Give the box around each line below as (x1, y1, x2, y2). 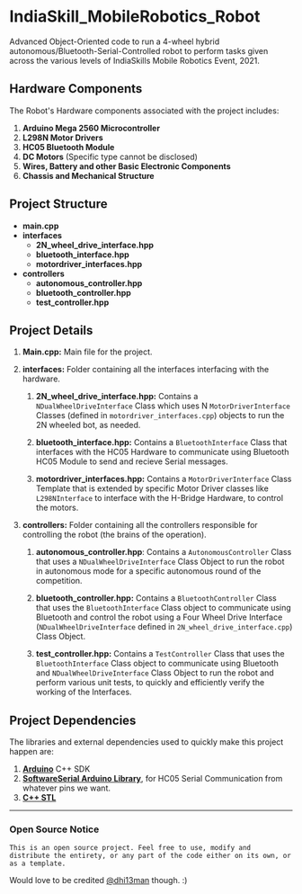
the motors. (35, 502, 79, 514)
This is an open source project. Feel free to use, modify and (9, 844, 252, 853)
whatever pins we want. (22, 782, 111, 793)
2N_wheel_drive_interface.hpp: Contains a (35, 391, 199, 402)
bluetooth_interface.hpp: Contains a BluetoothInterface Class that (35, 437, 288, 448)
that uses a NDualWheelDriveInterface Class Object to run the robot (35, 556, 285, 568)
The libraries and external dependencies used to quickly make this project (9, 737, 284, 747)
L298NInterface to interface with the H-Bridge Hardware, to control (35, 493, 284, 504)
